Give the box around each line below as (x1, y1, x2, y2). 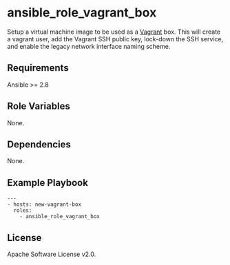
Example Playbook (7, 177, 88, 189)
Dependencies (7, 138, 71, 150)
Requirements (7, 62, 69, 74)
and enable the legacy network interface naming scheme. (7, 42, 171, 50)
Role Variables (7, 100, 70, 112)
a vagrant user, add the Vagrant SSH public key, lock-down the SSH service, (7, 34, 224, 43)
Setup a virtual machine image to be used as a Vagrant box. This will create (7, 28, 221, 36)
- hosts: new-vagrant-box (7, 201, 81, 208)
